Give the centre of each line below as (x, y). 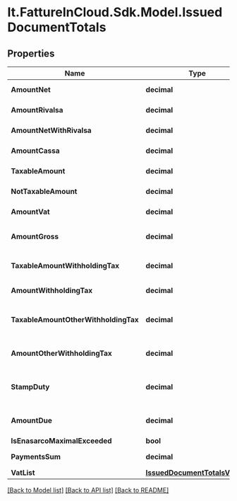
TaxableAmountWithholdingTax (65, 266)
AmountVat (31, 212)
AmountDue (32, 420)
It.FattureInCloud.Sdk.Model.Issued (115, 12)
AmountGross (35, 236)
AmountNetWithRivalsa (51, 130)
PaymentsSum (36, 457)
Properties (31, 53)
